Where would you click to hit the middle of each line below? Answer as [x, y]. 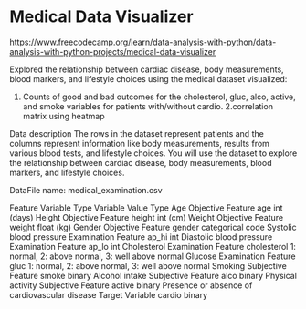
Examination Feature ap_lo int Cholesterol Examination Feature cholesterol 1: [153, 246]
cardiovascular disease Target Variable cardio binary [109, 294]
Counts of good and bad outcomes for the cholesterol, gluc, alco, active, [159, 97]
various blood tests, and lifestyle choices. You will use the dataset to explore [153, 153]
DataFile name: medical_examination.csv [86, 190]
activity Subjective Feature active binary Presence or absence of [131, 285]
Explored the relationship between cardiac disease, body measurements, [147, 69]
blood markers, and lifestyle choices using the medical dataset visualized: [148, 78]
